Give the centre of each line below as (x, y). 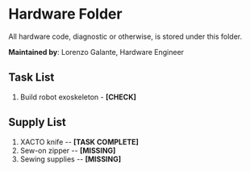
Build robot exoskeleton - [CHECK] (78, 97)
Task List (31, 78)
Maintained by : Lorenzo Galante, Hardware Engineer (96, 52)
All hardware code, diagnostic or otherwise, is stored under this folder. (125, 36)
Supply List (37, 122)
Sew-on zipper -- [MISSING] (68, 150)
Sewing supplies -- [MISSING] (71, 159)
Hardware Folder (65, 14)
